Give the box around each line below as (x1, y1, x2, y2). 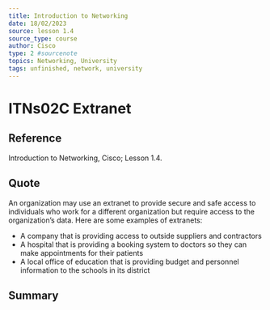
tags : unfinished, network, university (8, 65, 143, 73)
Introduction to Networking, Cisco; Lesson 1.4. (8, 153, 163, 163)
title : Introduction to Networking (8, 11, 129, 20)
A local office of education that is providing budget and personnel (19, 257, 240, 266)
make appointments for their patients (19, 248, 144, 257)
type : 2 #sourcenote (8, 49, 78, 57)
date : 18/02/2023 (8, 19, 67, 28)
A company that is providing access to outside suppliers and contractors (19, 231, 263, 240)
